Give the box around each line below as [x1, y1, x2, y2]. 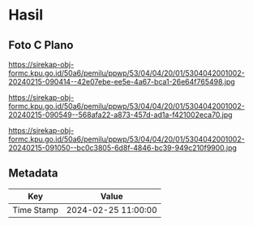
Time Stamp [12, 204, 59, 215]
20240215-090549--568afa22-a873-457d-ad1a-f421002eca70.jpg [8, 110, 233, 120]
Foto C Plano [8, 38, 74, 52]
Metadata [8, 167, 58, 180]
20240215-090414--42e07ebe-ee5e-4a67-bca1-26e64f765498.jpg [8, 77, 235, 86]
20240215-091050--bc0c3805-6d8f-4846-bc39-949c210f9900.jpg [8, 143, 238, 152]
